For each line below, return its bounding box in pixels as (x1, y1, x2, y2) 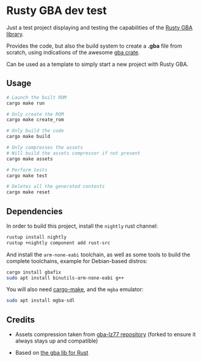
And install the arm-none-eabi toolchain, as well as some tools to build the (6, 251, 190, 258)
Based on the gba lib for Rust (15, 349, 88, 357)
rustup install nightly (6, 234, 67, 240)
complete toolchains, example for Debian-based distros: (6, 257, 148, 264)
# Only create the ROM (6, 111, 64, 117)
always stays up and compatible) (15, 337, 98, 345)
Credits (6, 314, 35, 325)
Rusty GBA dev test (6, 4, 107, 18)
